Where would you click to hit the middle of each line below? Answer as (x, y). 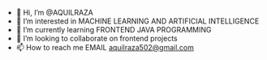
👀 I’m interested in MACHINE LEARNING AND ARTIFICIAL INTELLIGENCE (138, 21)
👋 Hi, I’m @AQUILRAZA (54, 13)
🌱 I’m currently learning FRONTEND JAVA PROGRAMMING (114, 30)
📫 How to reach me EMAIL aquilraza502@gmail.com (105, 47)
